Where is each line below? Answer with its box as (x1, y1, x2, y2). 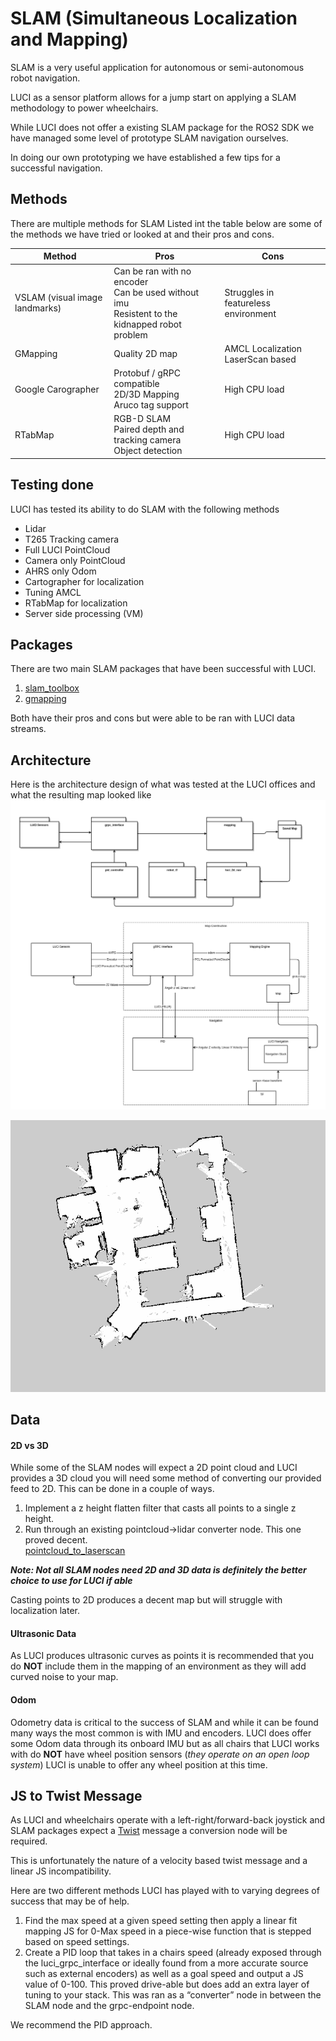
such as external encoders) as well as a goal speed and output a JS (24, 1968, 304, 1980)
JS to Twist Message (10, 1787, 143, 1804)
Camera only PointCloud (24, 554, 126, 566)
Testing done (10, 477, 95, 494)
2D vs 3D (10, 1439, 49, 1451)
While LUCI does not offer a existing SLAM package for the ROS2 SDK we (10, 121, 315, 133)
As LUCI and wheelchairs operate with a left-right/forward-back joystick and (10, 1814, 326, 1826)
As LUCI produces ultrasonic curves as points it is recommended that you (10, 1650, 314, 1662)
